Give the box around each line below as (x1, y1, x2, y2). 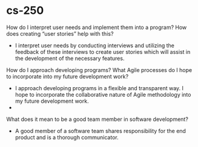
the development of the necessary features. (15, 54, 125, 62)
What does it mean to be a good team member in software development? (6, 116, 189, 123)
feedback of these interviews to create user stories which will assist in (15, 48, 191, 55)
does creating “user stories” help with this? (6, 30, 114, 37)
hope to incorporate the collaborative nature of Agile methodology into (15, 91, 191, 98)
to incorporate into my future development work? (6, 73, 129, 80)
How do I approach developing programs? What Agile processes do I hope (6, 66, 193, 73)
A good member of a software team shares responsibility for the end (15, 127, 186, 134)
